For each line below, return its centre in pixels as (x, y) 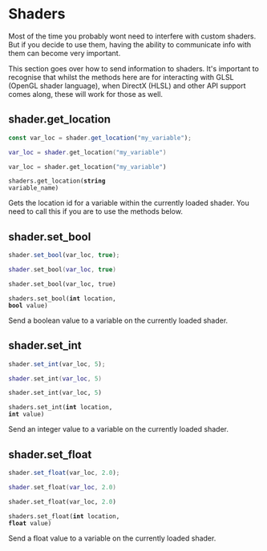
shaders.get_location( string (57, 181)
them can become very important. (65, 53)
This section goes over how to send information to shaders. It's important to (133, 68)
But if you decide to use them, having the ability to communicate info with (130, 44)
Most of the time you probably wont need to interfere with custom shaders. (132, 36)
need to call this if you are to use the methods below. (95, 211)
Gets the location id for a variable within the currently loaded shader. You (129, 203)
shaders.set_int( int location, (61, 408)
